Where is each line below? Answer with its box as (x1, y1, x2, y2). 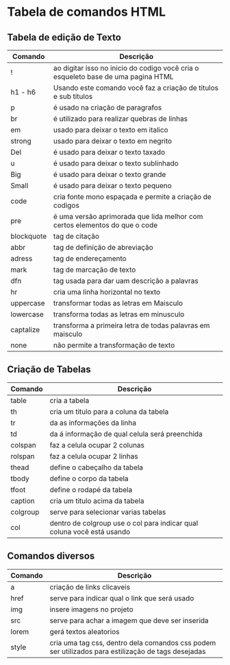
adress (10, 254, 33, 263)
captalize (10, 325, 40, 334)
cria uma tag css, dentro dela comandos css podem (49, 638, 216, 647)
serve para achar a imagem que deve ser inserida (49, 616, 209, 625)
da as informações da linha (49, 418, 137, 428)
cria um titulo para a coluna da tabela (49, 406, 169, 416)
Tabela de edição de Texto (7, 32, 122, 43)
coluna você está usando (49, 526, 131, 536)
